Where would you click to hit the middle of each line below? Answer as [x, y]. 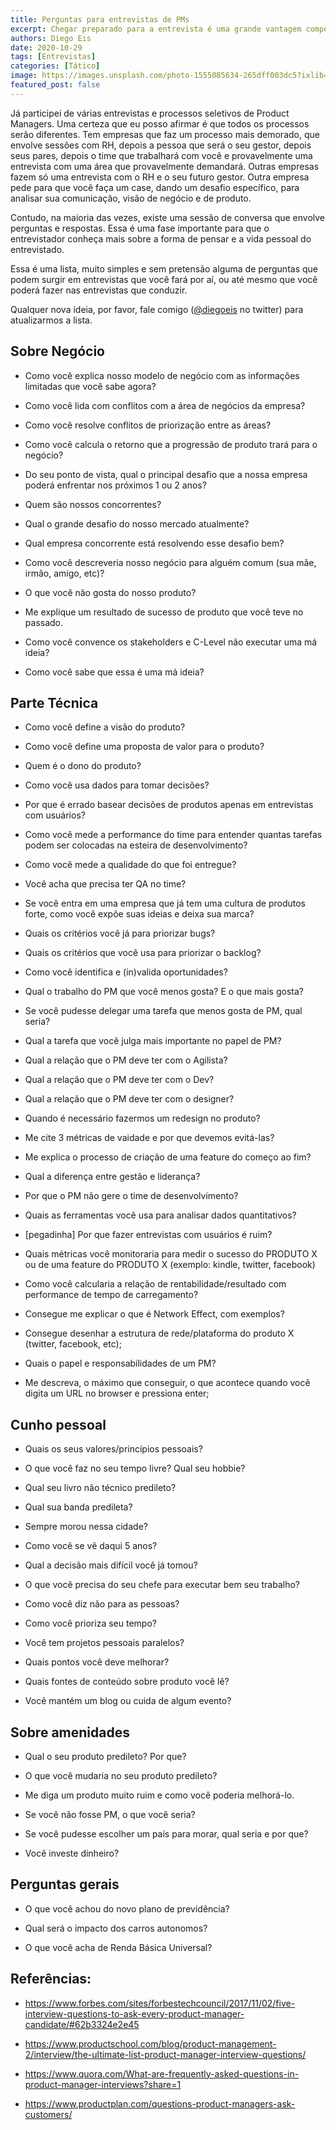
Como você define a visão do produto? [105, 727]
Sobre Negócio [57, 351]
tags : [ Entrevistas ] [53, 57]
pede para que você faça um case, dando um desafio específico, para [155, 187]
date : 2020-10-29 [46, 47]
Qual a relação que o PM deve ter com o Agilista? [126, 1060]
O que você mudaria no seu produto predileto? [121, 1775]
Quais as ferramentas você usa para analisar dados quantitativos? [160, 1215]
